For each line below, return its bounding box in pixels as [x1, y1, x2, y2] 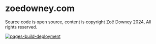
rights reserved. [5, 24, 38, 29]
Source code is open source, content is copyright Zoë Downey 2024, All [5, 19, 152, 25]
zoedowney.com [5, 3, 75, 14]
